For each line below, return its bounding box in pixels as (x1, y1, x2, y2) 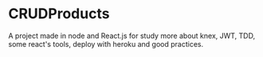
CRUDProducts (8, 5, 110, 23)
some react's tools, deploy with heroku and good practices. (8, 39, 204, 48)
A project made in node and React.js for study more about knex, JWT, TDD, (8, 31, 256, 40)
